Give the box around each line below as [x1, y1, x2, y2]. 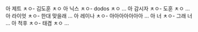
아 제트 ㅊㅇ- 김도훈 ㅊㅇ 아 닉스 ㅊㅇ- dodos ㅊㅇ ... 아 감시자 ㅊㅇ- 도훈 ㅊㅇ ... [5, 5, 190, 12]
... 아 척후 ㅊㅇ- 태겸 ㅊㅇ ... [5, 20, 70, 26]
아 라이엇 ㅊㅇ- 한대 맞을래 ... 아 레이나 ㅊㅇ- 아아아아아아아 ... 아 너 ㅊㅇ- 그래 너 [5, 12, 193, 19]
